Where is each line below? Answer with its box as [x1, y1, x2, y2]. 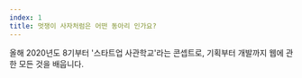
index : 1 [9, 13, 42, 22]
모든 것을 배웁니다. [18, 58, 84, 69]
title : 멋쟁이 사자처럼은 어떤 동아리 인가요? [9, 22, 157, 30]
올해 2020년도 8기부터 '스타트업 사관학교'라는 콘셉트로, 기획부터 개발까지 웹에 [9, 47, 284, 58]
